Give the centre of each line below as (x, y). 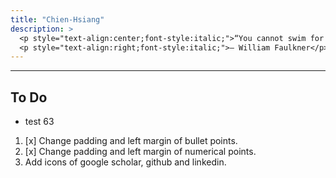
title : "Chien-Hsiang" (57, 19)
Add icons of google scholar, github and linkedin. (125, 162)
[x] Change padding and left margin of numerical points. (140, 152)
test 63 (39, 122)
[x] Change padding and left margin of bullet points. (131, 141)
